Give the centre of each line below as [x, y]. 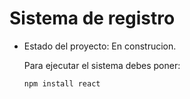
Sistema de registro [92, 18]
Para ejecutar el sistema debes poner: [102, 65]
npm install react [62, 83]
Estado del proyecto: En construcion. [100, 46]
